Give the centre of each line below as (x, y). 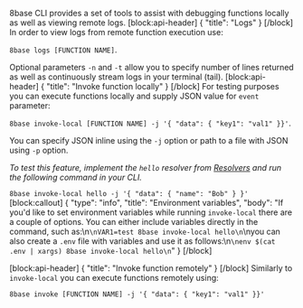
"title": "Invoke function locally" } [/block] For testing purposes (163, 86)
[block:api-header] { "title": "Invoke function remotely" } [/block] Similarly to (151, 268)
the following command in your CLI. (76, 177)
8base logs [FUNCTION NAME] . (63, 50)
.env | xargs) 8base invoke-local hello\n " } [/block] (111, 251)
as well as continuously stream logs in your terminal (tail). (116, 77)
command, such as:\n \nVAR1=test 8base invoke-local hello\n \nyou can (145, 231)
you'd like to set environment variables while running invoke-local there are (151, 212)
